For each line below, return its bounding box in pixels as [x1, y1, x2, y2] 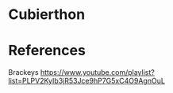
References [8, 42, 86, 60]
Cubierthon [8, 6, 86, 24]
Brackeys [8, 68, 39, 77]
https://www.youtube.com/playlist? [40, 68, 155, 77]
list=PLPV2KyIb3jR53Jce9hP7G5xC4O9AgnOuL [8, 76, 165, 86]
